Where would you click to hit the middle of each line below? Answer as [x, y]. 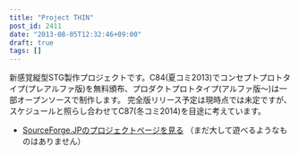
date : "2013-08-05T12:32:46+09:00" [76, 34]
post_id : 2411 [36, 26]
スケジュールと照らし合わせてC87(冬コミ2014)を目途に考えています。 [138, 111]
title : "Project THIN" [51, 17]
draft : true [31, 43]
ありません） [62, 142]
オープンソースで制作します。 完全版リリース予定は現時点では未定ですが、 [154, 100]
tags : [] [26, 51]
